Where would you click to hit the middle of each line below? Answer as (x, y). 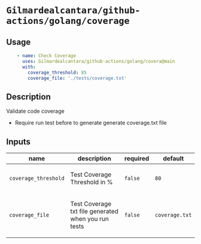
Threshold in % (92, 182)
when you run (89, 219)
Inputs (19, 142)
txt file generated (94, 211)
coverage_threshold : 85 (57, 73)
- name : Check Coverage (47, 56)
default (173, 159)
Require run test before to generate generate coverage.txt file (91, 123)
